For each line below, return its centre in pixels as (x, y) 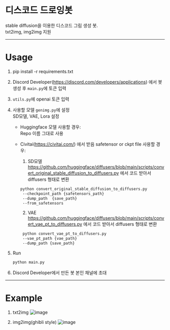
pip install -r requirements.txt (43, 71)
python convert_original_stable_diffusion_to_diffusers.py (84, 189)
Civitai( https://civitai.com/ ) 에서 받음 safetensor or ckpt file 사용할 (88, 144)
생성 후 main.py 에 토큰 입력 (39, 88)
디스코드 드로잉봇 (39, 10)
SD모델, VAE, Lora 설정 (36, 116)
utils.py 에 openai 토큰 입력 (41, 99)
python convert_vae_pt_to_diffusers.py (65, 234)
